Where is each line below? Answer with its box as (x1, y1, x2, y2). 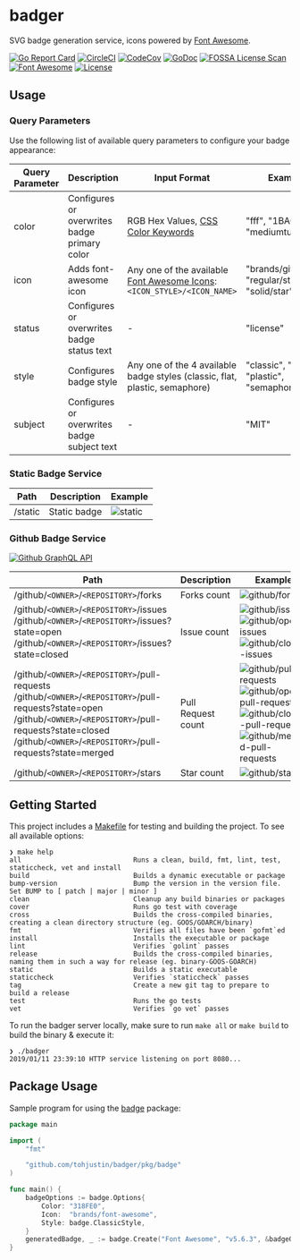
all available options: (9, 830, 85, 841)
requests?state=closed (13, 724, 110, 736)
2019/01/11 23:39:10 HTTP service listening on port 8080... (9, 1055, 242, 1064)
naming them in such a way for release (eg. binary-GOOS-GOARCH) (9, 958, 257, 966)
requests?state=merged (13, 746, 114, 759)
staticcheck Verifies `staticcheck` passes (9, 973, 250, 983)
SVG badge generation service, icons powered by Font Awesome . (9, 35, 252, 46)
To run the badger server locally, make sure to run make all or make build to (9, 1020, 289, 1031)
